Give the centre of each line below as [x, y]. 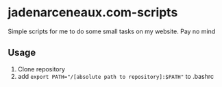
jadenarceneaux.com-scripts [93, 13]
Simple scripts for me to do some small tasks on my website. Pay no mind [112, 31]
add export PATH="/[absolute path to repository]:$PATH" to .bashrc [116, 76]
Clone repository [41, 69]
